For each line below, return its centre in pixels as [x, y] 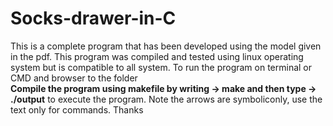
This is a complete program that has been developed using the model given [166, 46]
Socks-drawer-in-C [93, 18]
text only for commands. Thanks [77, 109]
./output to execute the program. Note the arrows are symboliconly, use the [166, 99]
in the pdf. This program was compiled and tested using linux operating [157, 56]
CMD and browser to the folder [74, 78]
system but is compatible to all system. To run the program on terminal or [161, 67]
